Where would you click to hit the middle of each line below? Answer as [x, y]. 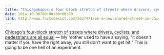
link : [10, 18]
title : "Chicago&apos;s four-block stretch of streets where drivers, [78, 9]
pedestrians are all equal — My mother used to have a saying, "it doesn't [78, 37]
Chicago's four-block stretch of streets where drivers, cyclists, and [72, 32]
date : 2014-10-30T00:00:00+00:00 [39, 14]
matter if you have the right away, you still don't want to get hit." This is [76, 42]
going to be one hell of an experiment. [43, 48]
